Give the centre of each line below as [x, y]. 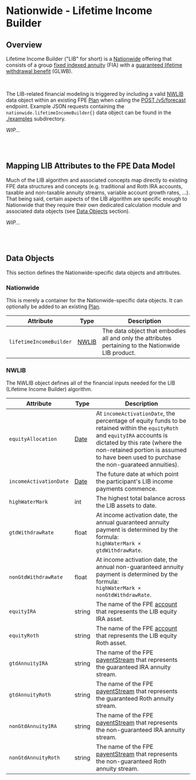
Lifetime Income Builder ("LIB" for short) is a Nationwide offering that [89, 59]
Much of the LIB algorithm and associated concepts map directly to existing [97, 180]
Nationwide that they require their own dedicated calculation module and [94, 205]
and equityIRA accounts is [132, 436]
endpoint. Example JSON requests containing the [65, 106]
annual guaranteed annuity [133, 523]
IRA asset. [110, 619]
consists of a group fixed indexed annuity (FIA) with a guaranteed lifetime [94, 65]
